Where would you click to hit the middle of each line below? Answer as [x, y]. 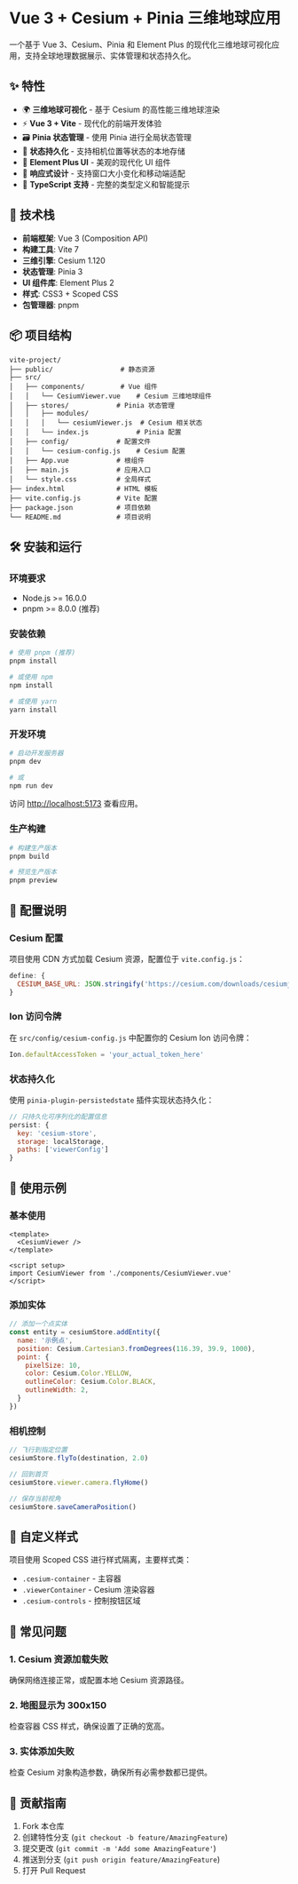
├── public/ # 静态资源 [82, 370]
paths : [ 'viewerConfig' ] [63, 1150]
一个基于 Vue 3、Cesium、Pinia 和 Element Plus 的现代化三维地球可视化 [141, 44]
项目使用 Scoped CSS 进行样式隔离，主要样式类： [101, 1560]
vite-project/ [35, 361]
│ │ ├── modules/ [49, 414]
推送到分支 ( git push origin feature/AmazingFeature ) [121, 1860]
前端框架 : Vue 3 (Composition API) [85, 238]
